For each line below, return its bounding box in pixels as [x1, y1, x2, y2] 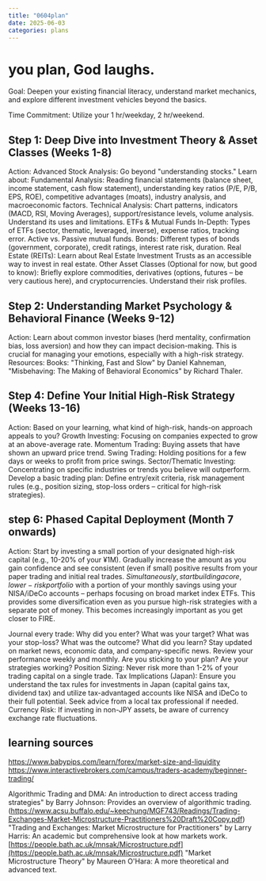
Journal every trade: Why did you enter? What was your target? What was [8, 629, 249, 639]
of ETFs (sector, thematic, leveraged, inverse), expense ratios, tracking [8, 226, 240, 235]
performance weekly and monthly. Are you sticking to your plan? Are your [8, 654, 249, 664]
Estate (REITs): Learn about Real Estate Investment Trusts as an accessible [8, 251, 252, 261]
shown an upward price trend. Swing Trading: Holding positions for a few [8, 448, 247, 457]
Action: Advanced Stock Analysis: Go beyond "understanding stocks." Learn [8, 167, 257, 177]
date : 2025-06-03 [8, 19, 66, 27]
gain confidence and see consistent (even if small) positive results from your [8, 563, 258, 573]
